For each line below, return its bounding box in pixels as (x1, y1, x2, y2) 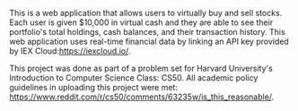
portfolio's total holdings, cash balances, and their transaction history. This (9, 27, 285, 37)
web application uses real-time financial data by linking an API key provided (9, 36, 289, 47)
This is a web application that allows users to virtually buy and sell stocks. (9, 8, 283, 18)
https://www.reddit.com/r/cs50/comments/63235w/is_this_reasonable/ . (9, 91, 275, 102)
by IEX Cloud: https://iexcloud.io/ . (9, 46, 131, 56)
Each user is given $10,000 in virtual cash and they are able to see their (9, 17, 274, 28)
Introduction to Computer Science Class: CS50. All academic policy (9, 73, 259, 83)
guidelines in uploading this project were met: (9, 82, 178, 92)
